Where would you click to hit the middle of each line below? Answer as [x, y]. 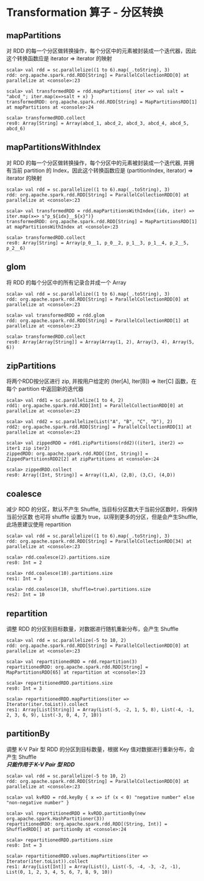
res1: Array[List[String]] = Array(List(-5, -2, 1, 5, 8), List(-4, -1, [100, 710]
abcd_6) [16, 129]
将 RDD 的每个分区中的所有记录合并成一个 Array [66, 282]
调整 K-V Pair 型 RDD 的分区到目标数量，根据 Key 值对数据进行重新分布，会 [100, 749]
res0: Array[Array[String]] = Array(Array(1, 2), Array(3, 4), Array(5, [100, 342]
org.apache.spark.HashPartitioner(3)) [55, 819]
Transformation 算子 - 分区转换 [85, 12]
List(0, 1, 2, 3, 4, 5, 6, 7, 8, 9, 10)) [60, 872]
